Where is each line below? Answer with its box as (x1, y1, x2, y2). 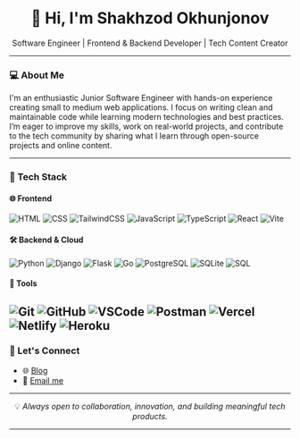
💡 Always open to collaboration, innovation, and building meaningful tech (14, 401, 286, 411)
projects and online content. (9, 140, 112, 151)
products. (132, 410, 168, 421)
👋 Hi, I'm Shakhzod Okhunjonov (30, 8, 270, 29)
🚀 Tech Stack (9, 171, 68, 183)
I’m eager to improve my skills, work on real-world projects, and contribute (9, 121, 284, 132)
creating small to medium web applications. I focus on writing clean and (9, 102, 274, 113)
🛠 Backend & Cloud (9, 234, 84, 245)
